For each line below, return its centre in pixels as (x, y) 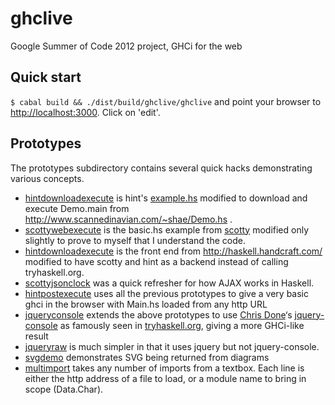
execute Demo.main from (77, 208)
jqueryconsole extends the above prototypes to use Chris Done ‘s (158, 314)
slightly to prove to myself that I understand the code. (135, 240)
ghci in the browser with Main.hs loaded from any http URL (146, 304)
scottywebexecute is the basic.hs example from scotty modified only (167, 229)
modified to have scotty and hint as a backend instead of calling (156, 261)
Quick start (46, 77)
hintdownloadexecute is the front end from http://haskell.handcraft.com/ (173, 251)
